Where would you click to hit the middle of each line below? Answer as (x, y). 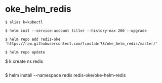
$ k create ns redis (24, 61)
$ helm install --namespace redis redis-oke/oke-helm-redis (65, 75)
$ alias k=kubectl (24, 22)
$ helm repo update (25, 52)
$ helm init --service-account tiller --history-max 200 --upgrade (76, 30)
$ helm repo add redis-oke (33, 39)
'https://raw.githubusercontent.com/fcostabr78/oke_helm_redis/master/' (81, 43)
